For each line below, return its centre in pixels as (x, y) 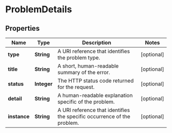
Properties (23, 28)
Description (96, 43)
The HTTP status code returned (96, 81)
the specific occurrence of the (94, 116)
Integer (44, 84)
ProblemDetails (39, 9)
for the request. (76, 87)
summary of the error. (84, 72)
